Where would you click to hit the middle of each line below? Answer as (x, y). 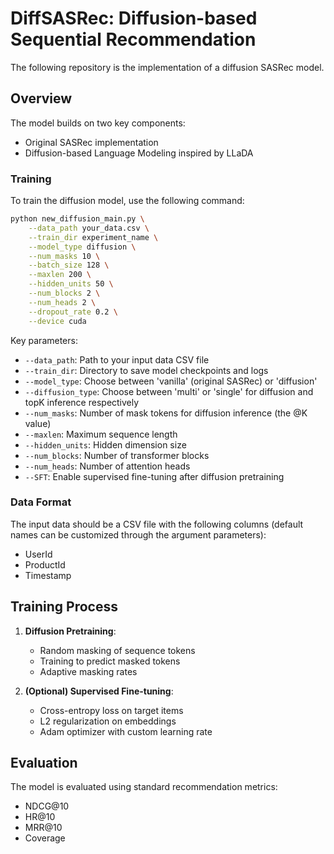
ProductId (45, 564)
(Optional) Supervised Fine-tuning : (99, 691)
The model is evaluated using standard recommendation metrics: (144, 787)
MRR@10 (43, 828)
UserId (38, 554)
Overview (41, 98)
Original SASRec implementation (91, 142)
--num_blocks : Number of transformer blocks (117, 455)
